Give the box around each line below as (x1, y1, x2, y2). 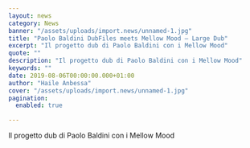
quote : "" (8, 49, 42, 57)
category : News (8, 19, 59, 27)
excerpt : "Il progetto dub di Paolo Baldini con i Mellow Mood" (8, 42, 228, 50)
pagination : (8, 94, 48, 102)
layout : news (8, 11, 52, 20)
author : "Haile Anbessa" (8, 79, 92, 87)
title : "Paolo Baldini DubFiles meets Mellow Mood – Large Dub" (8, 34, 228, 43)
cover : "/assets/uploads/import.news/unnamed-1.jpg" (8, 86, 189, 95)
